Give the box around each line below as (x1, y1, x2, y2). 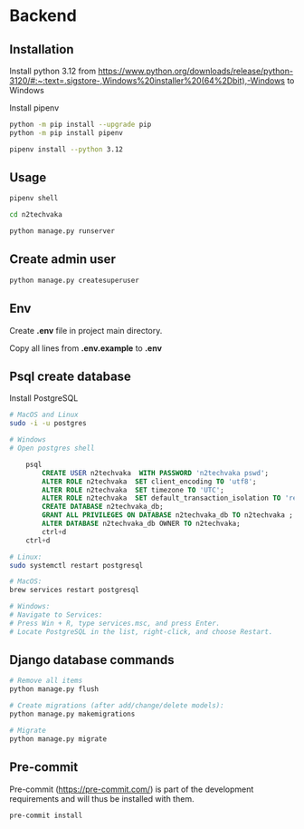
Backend (9, 5, 77, 26)
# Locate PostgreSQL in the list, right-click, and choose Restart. (9, 627, 273, 636)
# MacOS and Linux (9, 410, 79, 420)
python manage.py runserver (9, 227, 116, 236)
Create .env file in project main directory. (9, 325, 163, 336)
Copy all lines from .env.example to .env (9, 342, 163, 354)
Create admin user (9, 251, 116, 268)
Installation (9, 42, 74, 57)
